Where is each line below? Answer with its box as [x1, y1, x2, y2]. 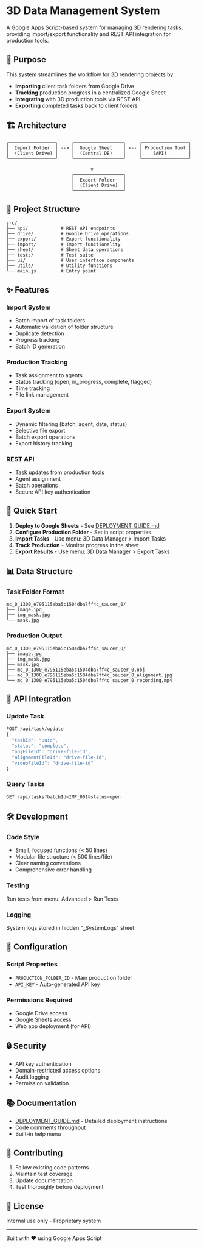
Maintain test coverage [15, 1171, 73, 1178]
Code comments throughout [15, 1124, 86, 1131]
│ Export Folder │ [71, 177, 126, 183]
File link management [15, 391, 69, 399]
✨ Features [6, 285, 49, 295]
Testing [6, 881, 29, 890]
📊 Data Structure [6, 566, 73, 576]
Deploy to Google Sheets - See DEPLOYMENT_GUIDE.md [15, 522, 160, 529]
